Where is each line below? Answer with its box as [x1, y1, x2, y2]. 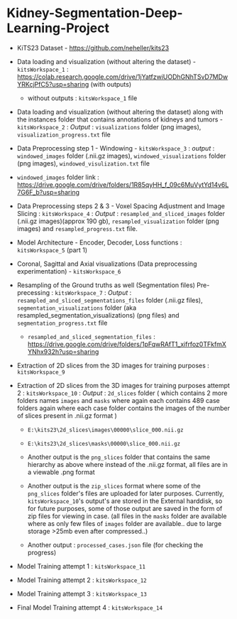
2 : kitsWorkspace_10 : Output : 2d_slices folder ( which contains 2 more [16, 389, 228, 397]
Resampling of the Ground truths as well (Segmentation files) [16, 281, 196, 289]
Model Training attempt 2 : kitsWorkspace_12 [16, 576, 147, 584]
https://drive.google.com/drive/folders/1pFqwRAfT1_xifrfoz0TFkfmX [27, 340, 226, 348]
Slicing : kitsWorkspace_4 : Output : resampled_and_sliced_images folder [16, 209, 225, 217]
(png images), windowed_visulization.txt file [16, 158, 150, 168]
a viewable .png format [27, 468, 95, 476]
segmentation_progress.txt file [16, 318, 108, 327]
